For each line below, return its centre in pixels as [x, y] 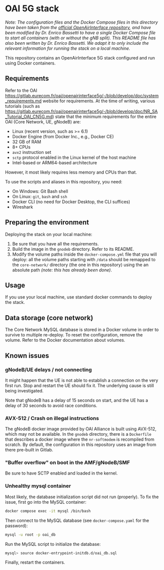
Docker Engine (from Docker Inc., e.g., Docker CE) [63, 136]
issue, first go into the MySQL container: [46, 502]
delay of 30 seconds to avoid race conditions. [51, 405]
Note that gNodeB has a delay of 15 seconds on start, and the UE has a [77, 400]
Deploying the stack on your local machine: [49, 234]
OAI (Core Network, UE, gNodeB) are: [43, 121]
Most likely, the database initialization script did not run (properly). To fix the [82, 497]
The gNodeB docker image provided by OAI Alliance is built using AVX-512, [81, 429]
